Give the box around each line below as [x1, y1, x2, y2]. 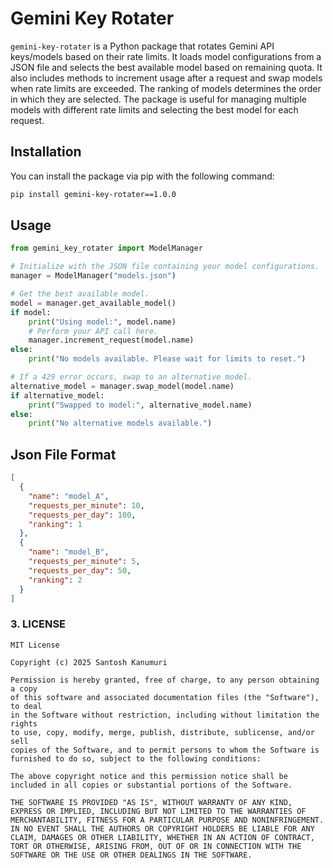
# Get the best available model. [10, 289, 150, 299]
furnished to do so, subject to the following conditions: [10, 753, 262, 764]
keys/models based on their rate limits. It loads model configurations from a [10, 50, 322, 62]
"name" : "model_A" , [28, 491, 110, 501]
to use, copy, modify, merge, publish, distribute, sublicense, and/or [10, 727, 315, 737]
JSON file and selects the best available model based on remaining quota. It [10, 61, 323, 73]
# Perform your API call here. [28, 326, 159, 336]
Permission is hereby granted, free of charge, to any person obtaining [10, 675, 320, 685]
